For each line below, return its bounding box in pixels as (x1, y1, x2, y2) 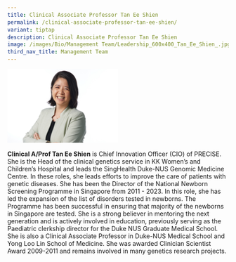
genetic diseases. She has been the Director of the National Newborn (7, 179, 209, 188)
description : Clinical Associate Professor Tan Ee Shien (7, 34, 178, 41)
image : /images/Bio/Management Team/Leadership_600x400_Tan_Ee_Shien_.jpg (7, 41, 231, 48)
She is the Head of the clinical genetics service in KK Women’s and (7, 157, 202, 165)
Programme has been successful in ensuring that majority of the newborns (7, 202, 224, 210)
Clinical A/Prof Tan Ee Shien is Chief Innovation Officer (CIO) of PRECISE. (7, 150, 222, 158)
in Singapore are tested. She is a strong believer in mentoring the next (7, 209, 209, 218)
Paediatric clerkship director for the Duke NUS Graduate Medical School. (7, 224, 218, 232)
